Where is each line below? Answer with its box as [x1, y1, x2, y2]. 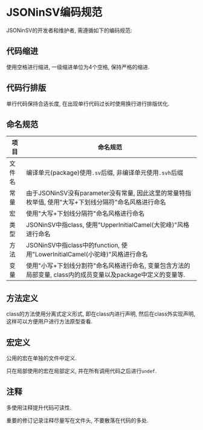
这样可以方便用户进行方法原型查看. [6, 318, 93, 325]
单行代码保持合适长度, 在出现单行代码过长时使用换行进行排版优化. [6, 100, 170, 107]
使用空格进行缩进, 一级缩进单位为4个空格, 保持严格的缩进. [6, 63, 150, 70]
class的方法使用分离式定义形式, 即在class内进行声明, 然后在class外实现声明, [6, 310, 196, 318]
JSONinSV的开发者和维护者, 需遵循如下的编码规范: [6, 27, 132, 34]
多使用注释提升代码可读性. [6, 403, 72, 411]
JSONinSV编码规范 [6, 5, 103, 19]
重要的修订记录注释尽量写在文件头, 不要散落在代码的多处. [6, 417, 149, 424]
